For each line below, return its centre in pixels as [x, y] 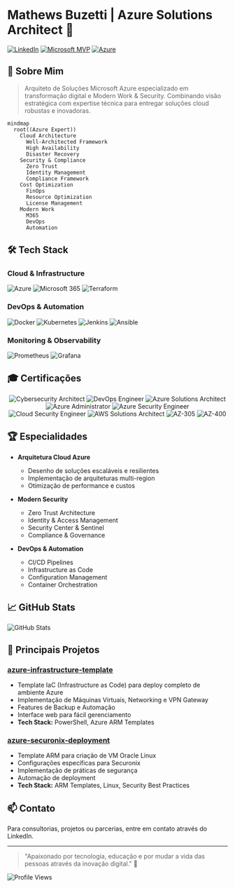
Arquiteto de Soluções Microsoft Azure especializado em [106, 88]
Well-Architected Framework [67, 142]
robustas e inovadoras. [57, 110]
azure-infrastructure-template [60, 669]
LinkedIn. [20, 836]
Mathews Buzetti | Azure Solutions [110, 15]
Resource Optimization [59, 197]
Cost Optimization [47, 185]
